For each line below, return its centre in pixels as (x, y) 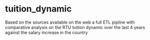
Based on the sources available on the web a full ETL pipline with (70, 22)
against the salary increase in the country (47, 32)
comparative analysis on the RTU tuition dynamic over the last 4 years (75, 27)
